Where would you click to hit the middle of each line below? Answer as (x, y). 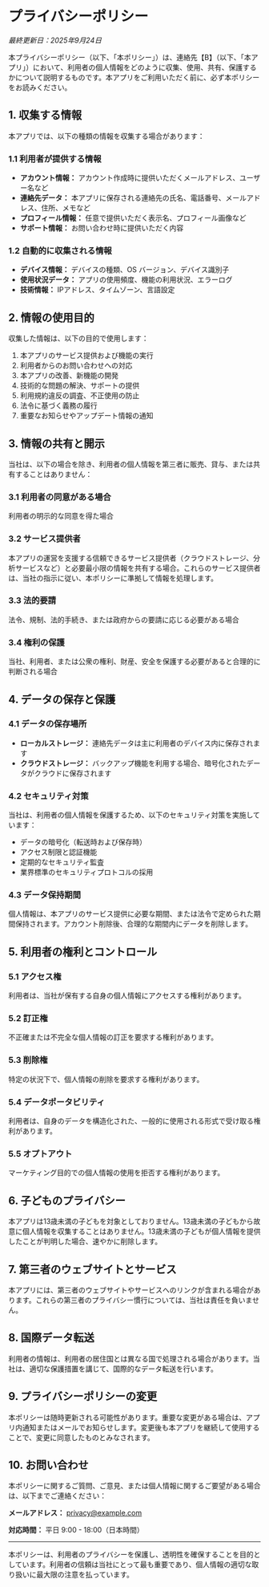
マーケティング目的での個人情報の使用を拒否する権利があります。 (116, 1173)
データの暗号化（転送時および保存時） (83, 842)
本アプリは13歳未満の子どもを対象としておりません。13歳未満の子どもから (131, 1222)
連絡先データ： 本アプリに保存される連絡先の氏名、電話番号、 (122, 198)
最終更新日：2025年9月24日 (55, 40)
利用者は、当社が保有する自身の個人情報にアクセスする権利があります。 (127, 995)
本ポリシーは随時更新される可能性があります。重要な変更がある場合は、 (127, 1417)
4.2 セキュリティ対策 (49, 796)
